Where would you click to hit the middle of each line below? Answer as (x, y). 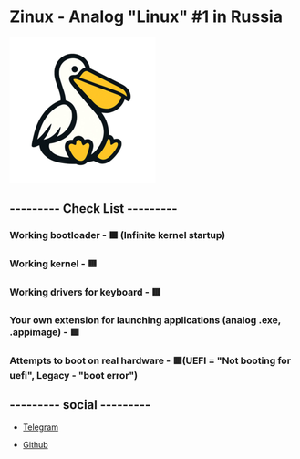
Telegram (41, 427)
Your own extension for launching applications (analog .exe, (145, 320)
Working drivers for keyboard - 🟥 (85, 292)
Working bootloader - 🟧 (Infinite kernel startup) (118, 235)
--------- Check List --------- (93, 209)
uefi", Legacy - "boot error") (74, 375)
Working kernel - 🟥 (53, 264)
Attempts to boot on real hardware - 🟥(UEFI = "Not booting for (150, 360)
